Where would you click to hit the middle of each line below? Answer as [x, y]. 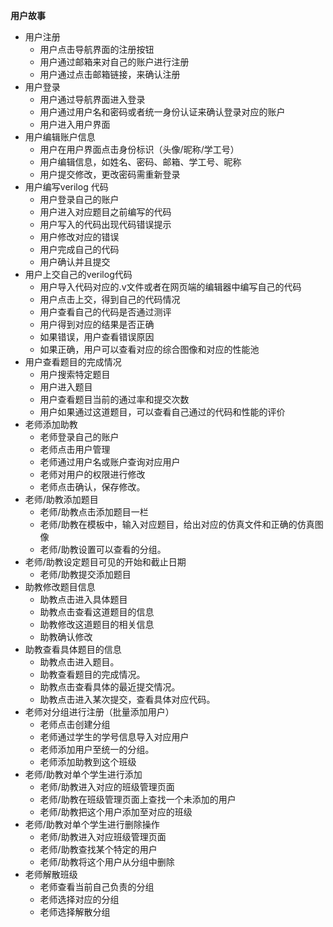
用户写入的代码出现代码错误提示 [105, 224]
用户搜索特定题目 [75, 374]
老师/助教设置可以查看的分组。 [103, 549]
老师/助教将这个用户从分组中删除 [107, 862]
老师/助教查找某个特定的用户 [98, 849]
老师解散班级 [51, 874]
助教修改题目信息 [60, 587]
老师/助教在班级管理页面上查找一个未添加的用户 [138, 799]
